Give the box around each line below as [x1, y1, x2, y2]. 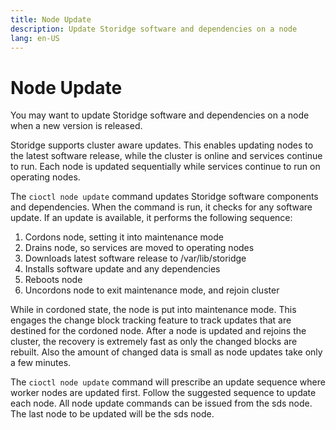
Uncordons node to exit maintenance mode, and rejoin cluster [24, 284, 280, 296]
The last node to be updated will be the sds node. [10, 408, 215, 420]
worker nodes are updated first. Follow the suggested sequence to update [10, 387, 317, 399]
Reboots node [24, 274, 83, 286]
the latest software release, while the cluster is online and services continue [10, 150, 323, 162]
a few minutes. [10, 357, 72, 369]
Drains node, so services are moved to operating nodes [24, 242, 255, 254]
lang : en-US [10, 33, 60, 43]
